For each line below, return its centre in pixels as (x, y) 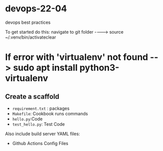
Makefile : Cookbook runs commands (50, 113)
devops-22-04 (36, 9)
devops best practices (28, 22)
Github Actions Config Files (40, 143)
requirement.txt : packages (41, 108)
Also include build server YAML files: (43, 134)
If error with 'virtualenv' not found (77, 57)
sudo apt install (45, 68)
